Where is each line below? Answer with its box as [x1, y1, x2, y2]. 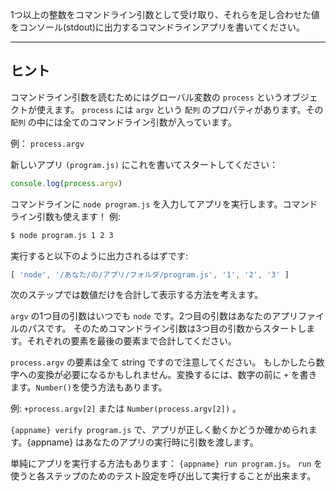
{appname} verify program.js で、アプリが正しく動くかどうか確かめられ [10, 424, 309, 436]
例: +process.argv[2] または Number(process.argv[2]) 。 [10, 403, 242, 415]
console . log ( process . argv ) [10, 178, 123, 188]
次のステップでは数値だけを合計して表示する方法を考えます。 [10, 289, 264, 301]
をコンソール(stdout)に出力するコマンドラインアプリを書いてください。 [10, 21, 306, 33]
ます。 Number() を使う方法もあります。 [10, 381, 168, 393]
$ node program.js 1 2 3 [10, 230, 114, 240]
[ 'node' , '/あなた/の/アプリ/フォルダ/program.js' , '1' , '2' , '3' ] [10, 269, 290, 280]
